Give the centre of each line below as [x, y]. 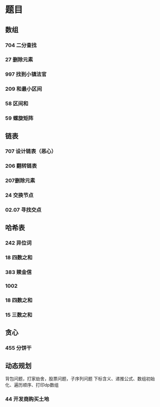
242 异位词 [18, 243]
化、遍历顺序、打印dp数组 [32, 385]
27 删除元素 [19, 60]
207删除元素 [20, 181]
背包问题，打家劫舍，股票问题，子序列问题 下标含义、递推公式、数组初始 [80, 379]
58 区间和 [17, 104]
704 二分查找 [21, 45]
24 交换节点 [19, 196]
